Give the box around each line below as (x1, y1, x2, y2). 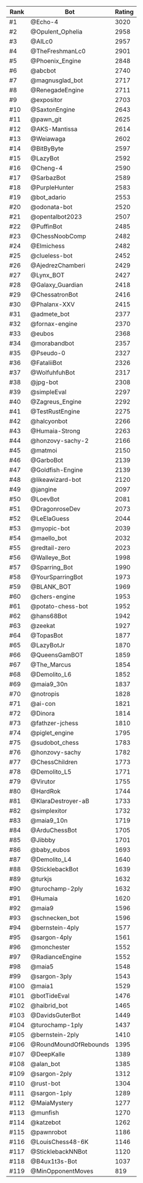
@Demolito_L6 (30, 671, 71, 678)
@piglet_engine (30, 729, 74, 737)
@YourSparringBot (30, 573, 83, 581)
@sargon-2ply (30, 1070, 73, 1078)
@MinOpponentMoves (30, 1167, 94, 1175)
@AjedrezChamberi (30, 261, 85, 269)
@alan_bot (30, 1060, 61, 1068)
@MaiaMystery (30, 1099, 73, 1107)
